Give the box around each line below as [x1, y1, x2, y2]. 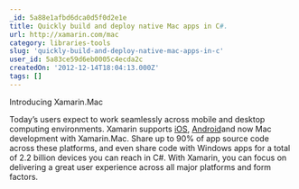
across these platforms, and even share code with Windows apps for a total [9, 142, 291, 153]
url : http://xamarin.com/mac [9, 30, 119, 39]
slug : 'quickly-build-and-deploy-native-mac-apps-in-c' [9, 47, 224, 56]
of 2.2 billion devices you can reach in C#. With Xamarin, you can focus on [9, 152, 287, 163]
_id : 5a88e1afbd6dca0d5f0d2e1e [9, 13, 127, 22]
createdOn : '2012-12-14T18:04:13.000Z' [9, 64, 160, 73]
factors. [9, 171, 39, 182]
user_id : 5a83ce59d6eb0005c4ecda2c [9, 55, 144, 64]
